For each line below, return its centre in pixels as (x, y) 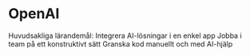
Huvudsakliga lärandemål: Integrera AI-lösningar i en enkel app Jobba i (125, 35)
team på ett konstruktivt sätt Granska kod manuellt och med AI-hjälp (121, 43)
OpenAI (34, 14)
